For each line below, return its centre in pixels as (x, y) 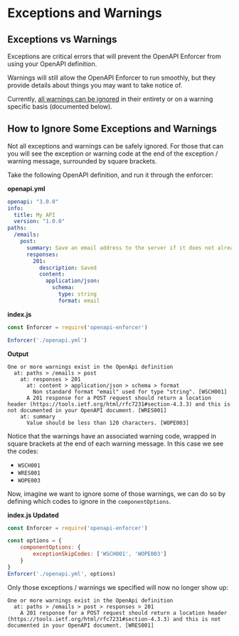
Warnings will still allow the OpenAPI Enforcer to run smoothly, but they (111, 77)
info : (15, 208)
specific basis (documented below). (60, 107)
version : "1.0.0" (39, 222)
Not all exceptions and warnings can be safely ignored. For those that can (116, 146)
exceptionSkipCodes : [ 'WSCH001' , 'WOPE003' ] (100, 554)
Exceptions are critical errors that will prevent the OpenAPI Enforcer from (115, 56)
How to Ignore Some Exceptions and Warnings (112, 129)
